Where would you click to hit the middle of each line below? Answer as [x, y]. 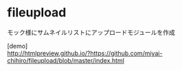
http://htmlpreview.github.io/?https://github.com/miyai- [85, 53]
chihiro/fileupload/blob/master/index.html [66, 60]
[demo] [18, 46]
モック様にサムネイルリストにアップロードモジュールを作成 [91, 32]
